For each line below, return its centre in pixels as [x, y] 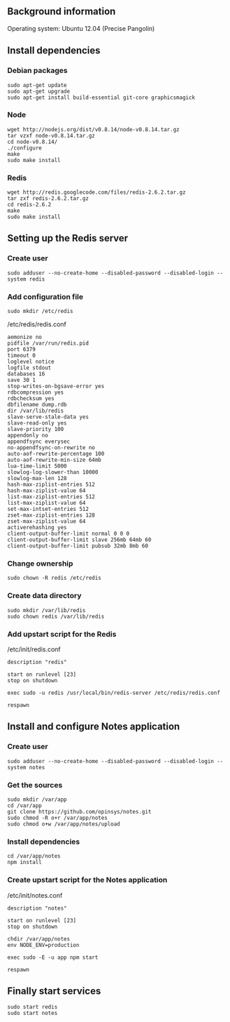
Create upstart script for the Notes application [87, 880]
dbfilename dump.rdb [37, 405]
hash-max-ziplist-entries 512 [51, 485]
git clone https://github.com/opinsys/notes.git [79, 811]
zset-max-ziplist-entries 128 [51, 515]
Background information [62, 12]
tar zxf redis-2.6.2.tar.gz [48, 199]
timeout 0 [22, 356]
